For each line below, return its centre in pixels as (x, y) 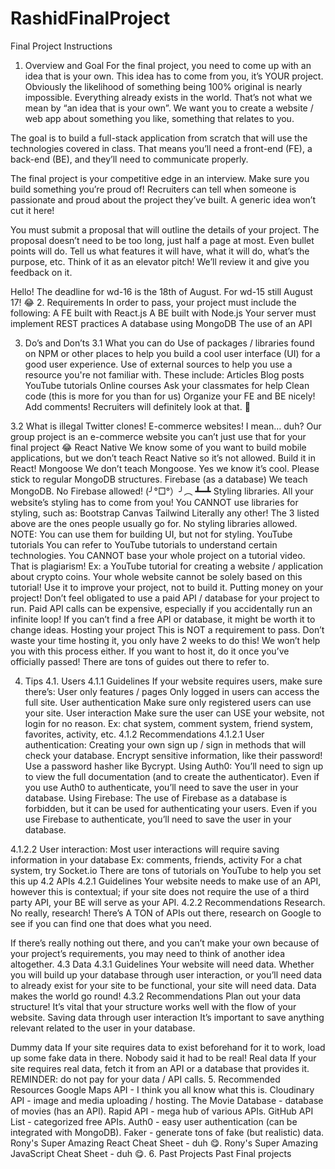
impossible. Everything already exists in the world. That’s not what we (168, 97)
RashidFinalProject (90, 18)
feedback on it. (41, 272)
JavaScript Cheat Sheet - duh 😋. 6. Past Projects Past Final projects (151, 1153)
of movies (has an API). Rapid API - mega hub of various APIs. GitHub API (162, 1111)
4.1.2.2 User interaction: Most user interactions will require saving (145, 849)
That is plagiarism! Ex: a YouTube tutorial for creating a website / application (167, 566)
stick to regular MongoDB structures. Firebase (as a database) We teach (159, 479)
